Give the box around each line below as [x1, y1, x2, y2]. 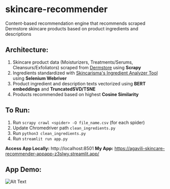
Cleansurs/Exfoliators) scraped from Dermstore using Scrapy [12, 64, 141, 70]
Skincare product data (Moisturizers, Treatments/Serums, [12, 59, 133, 65]
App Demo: [5, 165, 42, 174]
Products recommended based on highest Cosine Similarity [12, 91, 139, 97]
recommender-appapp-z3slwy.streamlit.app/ [5, 151, 99, 157]
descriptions [5, 31, 31, 37]
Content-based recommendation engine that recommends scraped [5, 20, 146, 26]
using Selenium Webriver [12, 75, 67, 81]
